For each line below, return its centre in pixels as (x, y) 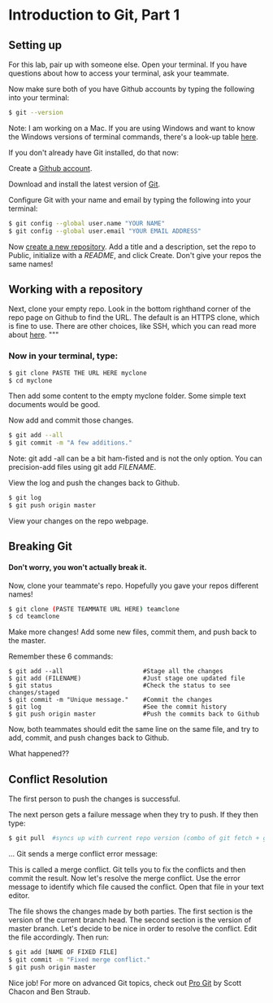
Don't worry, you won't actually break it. (78, 567)
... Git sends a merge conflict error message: (83, 854)
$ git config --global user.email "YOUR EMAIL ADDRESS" (105, 231)
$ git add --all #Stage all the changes (116, 672)
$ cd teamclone (34, 616)
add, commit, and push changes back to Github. (89, 738)
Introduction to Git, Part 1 (94, 15)
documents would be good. (54, 405)
